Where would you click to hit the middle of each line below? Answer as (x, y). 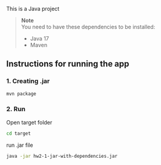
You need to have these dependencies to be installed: (88, 27)
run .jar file (20, 145)
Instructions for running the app (68, 64)
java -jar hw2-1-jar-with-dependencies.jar (62, 156)
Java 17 (40, 38)
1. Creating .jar (28, 81)
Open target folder (29, 122)
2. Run (16, 109)
